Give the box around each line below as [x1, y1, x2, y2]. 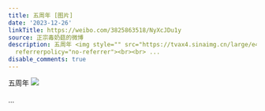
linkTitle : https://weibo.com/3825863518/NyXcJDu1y [8, 26, 181, 34]
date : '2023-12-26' [8, 19, 73, 27]
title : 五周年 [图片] [8, 11, 73, 20]
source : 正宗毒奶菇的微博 [8, 33, 84, 42]
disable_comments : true [8, 56, 87, 64]
